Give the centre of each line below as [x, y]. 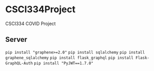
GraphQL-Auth [19, 63]
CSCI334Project [40, 9]
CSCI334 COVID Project [31, 23]
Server [16, 40]
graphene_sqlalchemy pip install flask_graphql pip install [69, 58]
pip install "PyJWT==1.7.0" [63, 63]
